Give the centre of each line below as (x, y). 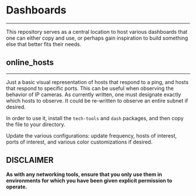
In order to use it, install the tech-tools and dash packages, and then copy (95, 118)
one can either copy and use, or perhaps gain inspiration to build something (97, 38)
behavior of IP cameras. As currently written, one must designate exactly (94, 94)
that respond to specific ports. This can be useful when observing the (90, 88)
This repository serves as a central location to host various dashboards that (97, 32)
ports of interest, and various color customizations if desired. (79, 142)
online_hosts (30, 63)
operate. (17, 187)
